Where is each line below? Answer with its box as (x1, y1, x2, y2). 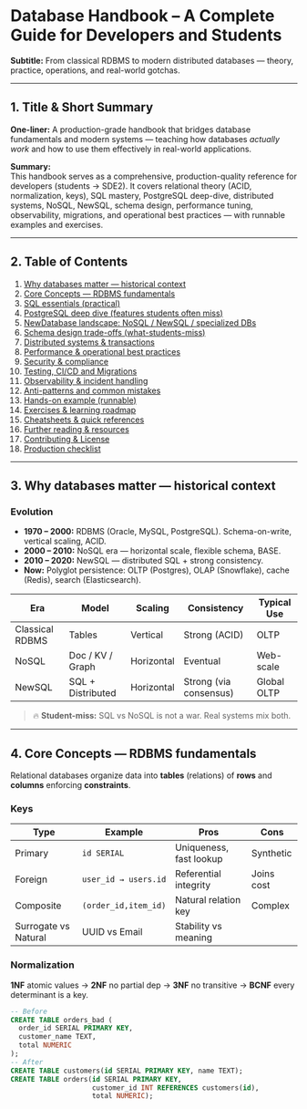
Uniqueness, (175, 841, 229, 854)
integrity (175, 879, 211, 892)
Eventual (183, 655, 221, 668)
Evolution (10, 505, 54, 518)
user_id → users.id (81, 875, 167, 885)
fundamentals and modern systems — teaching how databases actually (10, 133, 281, 144)
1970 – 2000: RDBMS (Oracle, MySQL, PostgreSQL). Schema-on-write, (23, 526, 292, 537)
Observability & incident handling (23, 375, 148, 386)
